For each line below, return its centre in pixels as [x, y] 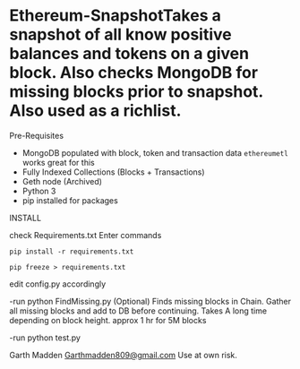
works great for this [59, 162]
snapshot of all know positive [120, 34]
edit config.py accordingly [58, 284]
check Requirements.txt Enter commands [86, 235]
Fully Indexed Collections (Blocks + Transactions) [113, 172]
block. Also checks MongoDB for [133, 73]
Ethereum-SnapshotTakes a [115, 16]
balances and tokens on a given [129, 54]
